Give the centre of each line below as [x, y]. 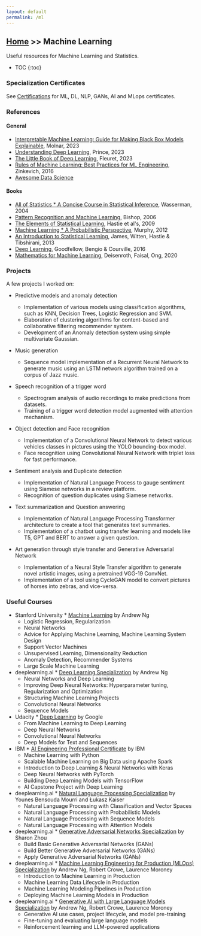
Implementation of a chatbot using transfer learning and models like [107, 531]
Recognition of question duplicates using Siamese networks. [98, 495]
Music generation [36, 350]
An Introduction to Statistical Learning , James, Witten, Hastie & [92, 236]
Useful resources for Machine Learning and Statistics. [73, 56]
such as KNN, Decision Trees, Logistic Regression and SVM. [98, 313]
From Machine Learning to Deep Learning [75, 723]
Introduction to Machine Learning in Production [82, 876]
